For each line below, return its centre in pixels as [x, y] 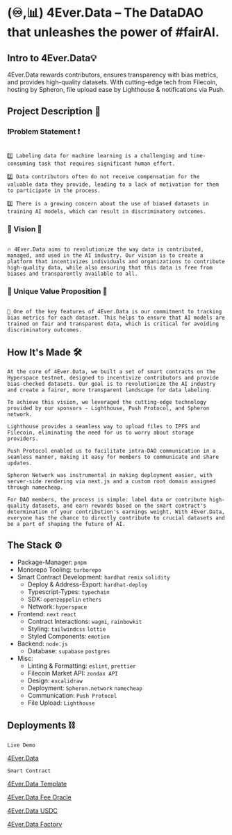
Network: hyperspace [57, 607]
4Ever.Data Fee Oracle [39, 797]
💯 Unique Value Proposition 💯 [57, 291]
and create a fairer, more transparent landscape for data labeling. [110, 390]
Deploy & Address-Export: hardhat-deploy [88, 584]
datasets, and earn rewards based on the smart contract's [119, 506]
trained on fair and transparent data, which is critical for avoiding [113, 324]
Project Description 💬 [54, 111]
